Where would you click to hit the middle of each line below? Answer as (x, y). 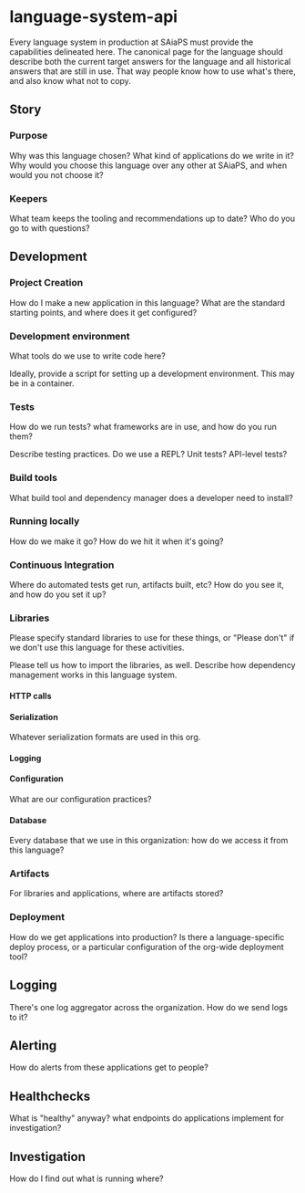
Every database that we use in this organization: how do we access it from (149, 841)
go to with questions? (50, 228)
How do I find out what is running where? (86, 1178)
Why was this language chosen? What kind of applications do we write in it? (152, 155)
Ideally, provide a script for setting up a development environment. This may (152, 373)
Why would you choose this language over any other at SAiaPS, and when (148, 165)
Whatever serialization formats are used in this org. (105, 738)
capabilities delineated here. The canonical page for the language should (147, 51)
